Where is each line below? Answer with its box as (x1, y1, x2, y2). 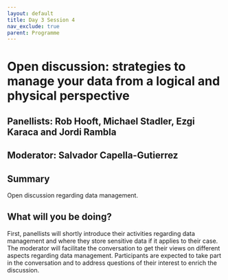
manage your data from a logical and (7, 74, 220, 89)
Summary (7, 173, 50, 184)
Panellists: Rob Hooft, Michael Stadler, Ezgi (7, 115, 195, 127)
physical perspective (7, 88, 130, 104)
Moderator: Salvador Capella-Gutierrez (7, 149, 179, 162)
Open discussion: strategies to (7, 59, 186, 74)
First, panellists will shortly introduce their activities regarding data (7, 229, 196, 237)
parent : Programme (7, 29, 60, 36)
